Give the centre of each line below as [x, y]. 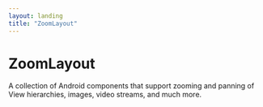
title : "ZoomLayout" [43, 24]
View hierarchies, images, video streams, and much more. [105, 95]
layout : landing [36, 16]
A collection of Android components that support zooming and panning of [131, 86]
